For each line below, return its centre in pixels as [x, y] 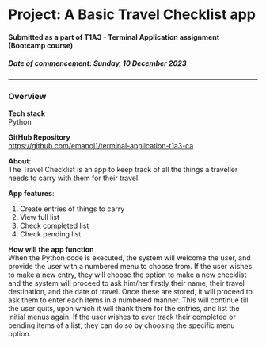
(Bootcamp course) [41, 45]
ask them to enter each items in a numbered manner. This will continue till [128, 300]
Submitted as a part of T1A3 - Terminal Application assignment [114, 37]
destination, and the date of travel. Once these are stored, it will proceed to [131, 292]
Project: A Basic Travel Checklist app [132, 15]
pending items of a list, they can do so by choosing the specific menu [122, 325]
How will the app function [51, 250]
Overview [27, 96]
